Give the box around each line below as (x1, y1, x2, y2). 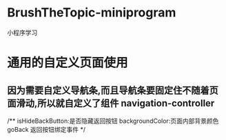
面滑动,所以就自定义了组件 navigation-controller (7, 97, 215, 109)
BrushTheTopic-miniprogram (7, 5, 176, 21)
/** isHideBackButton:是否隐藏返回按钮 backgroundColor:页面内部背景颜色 (7, 117, 219, 125)
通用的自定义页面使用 (7, 55, 129, 71)
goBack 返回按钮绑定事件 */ (7, 125, 86, 133)
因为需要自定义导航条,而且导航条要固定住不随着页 (7, 84, 219, 96)
